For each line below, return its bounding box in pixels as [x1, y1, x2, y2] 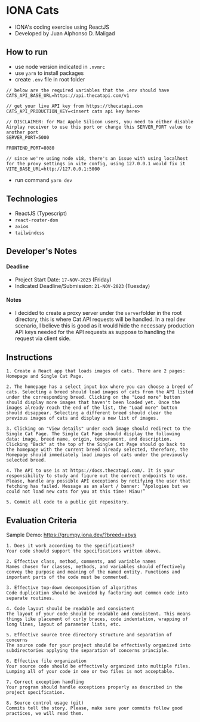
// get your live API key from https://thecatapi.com [6, 103, 143, 109]
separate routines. [6, 595, 55, 601]
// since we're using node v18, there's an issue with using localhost [6, 155, 188, 162]
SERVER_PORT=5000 [6, 134, 50, 141]
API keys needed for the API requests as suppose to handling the [14, 329, 175, 336]
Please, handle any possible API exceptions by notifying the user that [6, 478, 191, 484]
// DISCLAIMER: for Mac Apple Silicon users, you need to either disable [6, 119, 194, 125]
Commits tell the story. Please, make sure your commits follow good [6, 705, 183, 711]
